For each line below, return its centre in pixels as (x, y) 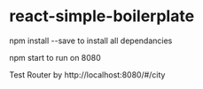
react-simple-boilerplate (102, 16)
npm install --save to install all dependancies (91, 41)
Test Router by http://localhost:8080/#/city (87, 74)
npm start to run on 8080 (55, 57)
